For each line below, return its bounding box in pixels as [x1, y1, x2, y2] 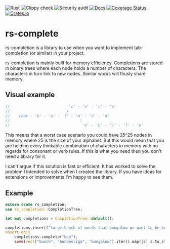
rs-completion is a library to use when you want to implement [5, 45, 133, 51]
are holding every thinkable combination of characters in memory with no [5, 143, 158, 149]
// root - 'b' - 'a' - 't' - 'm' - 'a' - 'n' [5, 113, 110, 118]
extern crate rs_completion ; [5, 202, 67, 207]
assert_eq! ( [5, 230, 30, 235]
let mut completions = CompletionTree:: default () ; [5, 216, 114, 221]
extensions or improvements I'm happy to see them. [5, 174, 114, 180]
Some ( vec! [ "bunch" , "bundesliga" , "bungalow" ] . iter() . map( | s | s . [14, 239, 155, 244]
